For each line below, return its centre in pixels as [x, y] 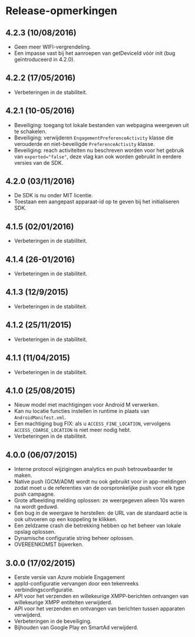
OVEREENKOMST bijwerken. [49, 544]
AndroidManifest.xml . [40, 417]
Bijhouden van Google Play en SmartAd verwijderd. [76, 627]
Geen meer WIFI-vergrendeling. [52, 47]
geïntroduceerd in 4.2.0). [44, 59]
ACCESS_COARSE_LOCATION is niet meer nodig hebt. [72, 430]
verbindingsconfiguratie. [44, 590]
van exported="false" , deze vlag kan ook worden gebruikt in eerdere [98, 156]
